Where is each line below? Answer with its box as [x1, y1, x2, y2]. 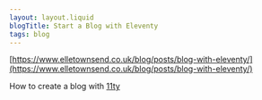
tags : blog [9, 29, 50, 38]
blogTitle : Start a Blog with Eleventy [9, 21, 159, 30]
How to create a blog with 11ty [9, 81, 121, 92]
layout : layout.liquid [9, 12, 94, 22]
